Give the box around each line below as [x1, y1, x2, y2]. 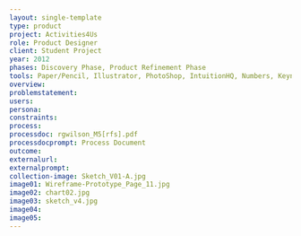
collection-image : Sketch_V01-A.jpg [9, 171, 146, 180]
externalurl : [9, 154, 58, 164]
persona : [9, 105, 42, 114]
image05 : [9, 213, 42, 223]
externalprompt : [9, 163, 70, 172]
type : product [9, 22, 63, 31]
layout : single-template [9, 13, 102, 22]
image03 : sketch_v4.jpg [9, 197, 99, 206]
